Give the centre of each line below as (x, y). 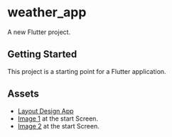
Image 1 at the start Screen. (58, 119)
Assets (23, 94)
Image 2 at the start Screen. (58, 126)
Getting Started (42, 54)
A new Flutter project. (39, 32)
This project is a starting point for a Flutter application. (87, 71)
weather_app (47, 12)
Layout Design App (45, 111)
